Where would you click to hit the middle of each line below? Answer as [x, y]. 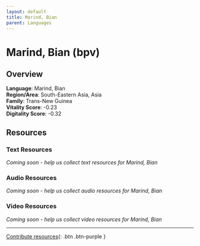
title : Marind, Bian [32, 17]
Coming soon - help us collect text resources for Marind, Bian [82, 163]
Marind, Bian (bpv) [53, 52]
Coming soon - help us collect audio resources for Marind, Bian [84, 191]
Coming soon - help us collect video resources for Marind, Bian [84, 219]
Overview [25, 74]
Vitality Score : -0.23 [32, 107]
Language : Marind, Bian [36, 88]
